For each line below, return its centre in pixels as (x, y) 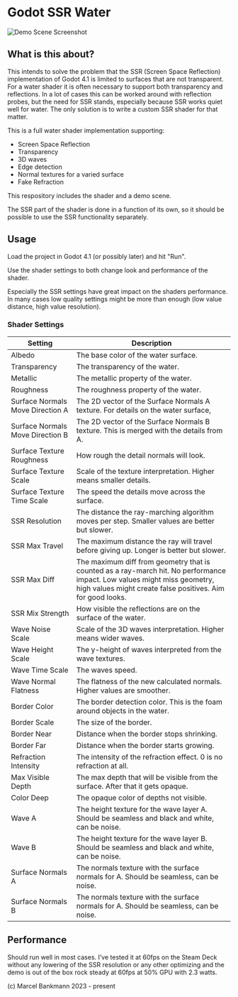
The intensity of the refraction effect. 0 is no (149, 756)
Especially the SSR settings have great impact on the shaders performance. (118, 291)
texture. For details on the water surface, (143, 410)
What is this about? (51, 54)
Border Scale (33, 722)
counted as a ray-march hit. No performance (151, 571)
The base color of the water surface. (137, 355)
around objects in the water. (123, 710)
